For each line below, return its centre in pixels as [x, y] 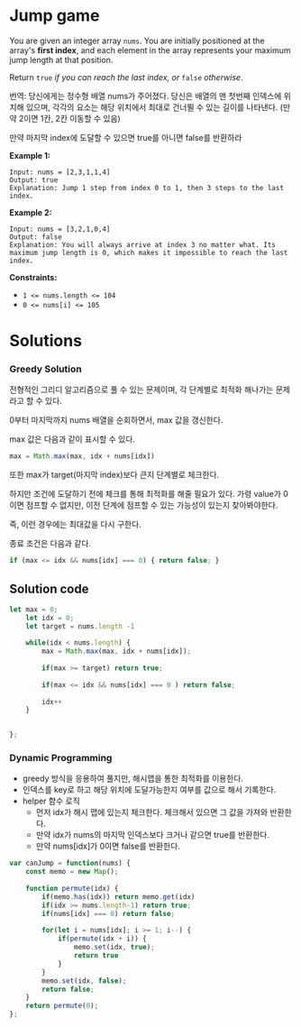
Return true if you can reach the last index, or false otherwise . [126, 77]
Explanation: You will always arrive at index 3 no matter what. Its [143, 244]
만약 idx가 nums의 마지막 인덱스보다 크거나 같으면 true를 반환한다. [153, 835]
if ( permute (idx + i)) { [102, 939]
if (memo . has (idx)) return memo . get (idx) [119, 897]
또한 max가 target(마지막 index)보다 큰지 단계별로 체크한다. [114, 475]
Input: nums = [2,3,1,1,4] [60, 172]
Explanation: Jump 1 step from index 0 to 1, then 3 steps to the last [146, 188]
